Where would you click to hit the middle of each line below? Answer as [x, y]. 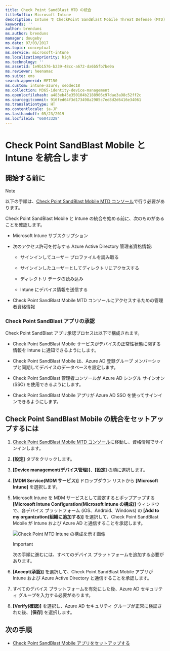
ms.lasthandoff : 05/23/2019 [35, 114]
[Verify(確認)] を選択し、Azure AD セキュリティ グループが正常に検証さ [87, 606]
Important [23, 544]
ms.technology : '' [25, 62]
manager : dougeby [24, 39]
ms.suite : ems [20, 76]
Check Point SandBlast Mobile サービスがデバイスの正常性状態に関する [87, 344]
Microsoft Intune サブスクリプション [50, 235]
